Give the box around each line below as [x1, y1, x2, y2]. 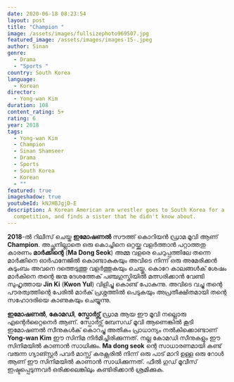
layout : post [7, 17, 46, 24]
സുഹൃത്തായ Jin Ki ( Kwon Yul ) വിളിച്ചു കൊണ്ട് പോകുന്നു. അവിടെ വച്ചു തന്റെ [7, 279, 223, 288]
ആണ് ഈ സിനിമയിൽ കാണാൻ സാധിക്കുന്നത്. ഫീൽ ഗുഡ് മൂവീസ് [7, 357, 198, 366]
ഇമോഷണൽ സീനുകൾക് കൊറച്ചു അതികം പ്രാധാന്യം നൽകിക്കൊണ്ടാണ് [7, 325, 218, 334]
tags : [7, 128, 23, 135]
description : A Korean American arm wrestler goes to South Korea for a [7, 207, 225, 214]
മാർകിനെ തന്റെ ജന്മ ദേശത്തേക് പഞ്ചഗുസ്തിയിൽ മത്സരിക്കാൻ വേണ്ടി [7, 272, 205, 280]
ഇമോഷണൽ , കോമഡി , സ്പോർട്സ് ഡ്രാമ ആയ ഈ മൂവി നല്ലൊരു [7, 310, 187, 318]
